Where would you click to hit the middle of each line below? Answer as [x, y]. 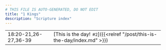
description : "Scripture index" [38, 18]
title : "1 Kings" [23, 14]
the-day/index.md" [76, 40]
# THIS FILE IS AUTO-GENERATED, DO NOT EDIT [52, 9]
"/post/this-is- [140, 34]
